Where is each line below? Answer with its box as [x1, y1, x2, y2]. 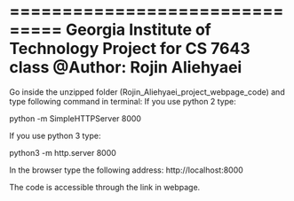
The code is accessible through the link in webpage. [9, 182, 201, 192]
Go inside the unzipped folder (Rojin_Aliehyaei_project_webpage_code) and [9, 86, 286, 97]
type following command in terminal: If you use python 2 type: [9, 96, 237, 106]
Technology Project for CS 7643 [9, 39, 250, 58]
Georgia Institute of [65, 19, 211, 40]
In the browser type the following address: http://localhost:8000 [9, 165, 244, 175]
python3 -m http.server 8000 [9, 147, 117, 158]
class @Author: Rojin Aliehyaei [9, 58, 242, 78]
